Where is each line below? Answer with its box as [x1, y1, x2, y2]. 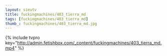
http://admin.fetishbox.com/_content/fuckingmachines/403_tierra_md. [17, 40, 162, 46]
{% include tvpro [5, 35, 40, 41]
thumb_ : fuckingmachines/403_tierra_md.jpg [5, 21, 97, 26]
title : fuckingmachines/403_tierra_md [5, 12, 86, 17]
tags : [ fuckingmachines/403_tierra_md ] [5, 16, 88, 21]
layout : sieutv [5, 7, 37, 12]
